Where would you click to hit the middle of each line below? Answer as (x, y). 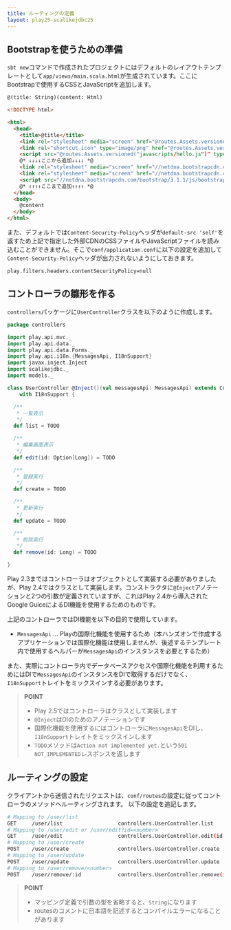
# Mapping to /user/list (43, 817)
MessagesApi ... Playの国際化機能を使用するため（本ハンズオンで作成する (120, 634)
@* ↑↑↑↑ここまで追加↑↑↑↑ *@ (57, 186)
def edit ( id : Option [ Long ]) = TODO (64, 457)
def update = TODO (40, 521)
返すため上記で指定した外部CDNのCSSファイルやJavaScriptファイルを (107, 241)
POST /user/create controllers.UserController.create (113, 849)
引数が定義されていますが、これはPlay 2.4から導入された (128, 596)
